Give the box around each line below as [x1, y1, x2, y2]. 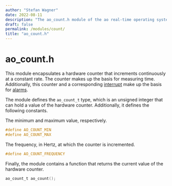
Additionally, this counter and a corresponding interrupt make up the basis [5, 81, 162, 87]
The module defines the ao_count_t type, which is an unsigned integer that [5, 96, 163, 102]
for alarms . [5, 87, 28, 93]
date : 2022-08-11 [5, 12, 42, 17]
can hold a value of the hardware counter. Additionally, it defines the [5, 102, 149, 108]
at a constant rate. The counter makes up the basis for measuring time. [5, 75, 155, 82]
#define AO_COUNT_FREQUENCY [5, 151, 66, 156]
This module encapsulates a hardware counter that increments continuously [5, 70, 166, 76]
